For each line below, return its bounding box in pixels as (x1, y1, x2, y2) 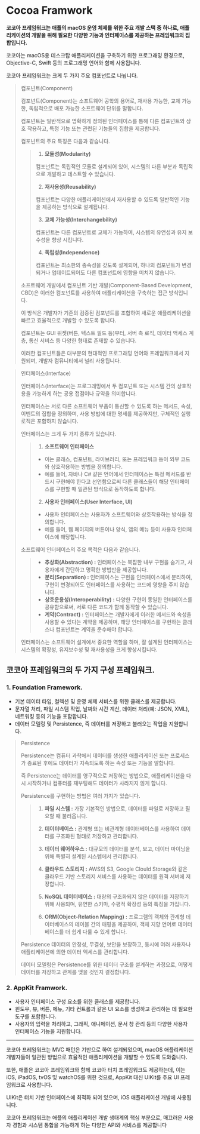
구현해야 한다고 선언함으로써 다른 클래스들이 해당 (55, 478, 169, 485)
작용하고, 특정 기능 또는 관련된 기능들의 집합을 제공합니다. (27, 125, 161, 132)
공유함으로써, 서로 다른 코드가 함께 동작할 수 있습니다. (44, 603, 168, 610)
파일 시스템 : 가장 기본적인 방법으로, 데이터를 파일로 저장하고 (44, 804, 185, 812)
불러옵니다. (61, 812, 88, 819)
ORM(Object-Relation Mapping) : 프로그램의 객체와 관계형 (44, 913, 185, 920)
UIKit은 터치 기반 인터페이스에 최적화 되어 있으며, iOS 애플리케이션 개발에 (6, 1093, 176, 1101)
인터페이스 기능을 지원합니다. (14, 1028, 82, 1035)
